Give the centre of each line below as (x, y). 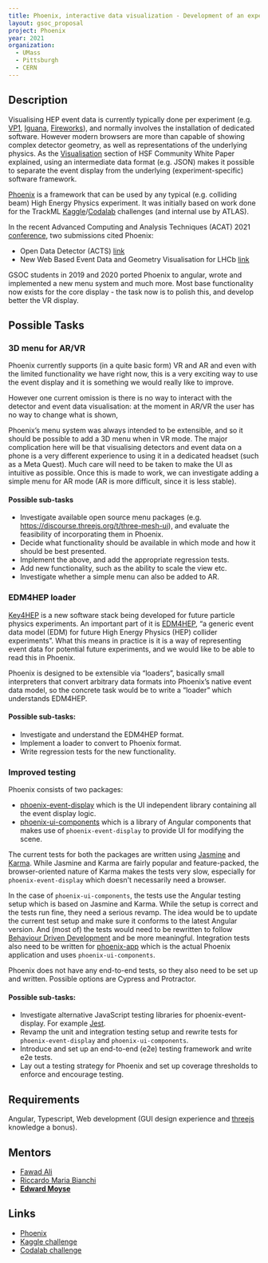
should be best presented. (63, 552)
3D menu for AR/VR (47, 348)
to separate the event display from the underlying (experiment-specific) (126, 170)
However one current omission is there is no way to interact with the (120, 398)
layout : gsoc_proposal (46, 23)
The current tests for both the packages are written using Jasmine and (124, 855)
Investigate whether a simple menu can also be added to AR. (119, 577)
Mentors (30, 1152)
